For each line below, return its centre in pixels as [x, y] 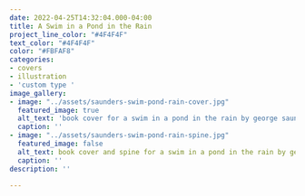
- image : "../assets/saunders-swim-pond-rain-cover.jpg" [119, 102]
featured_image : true [59, 110]
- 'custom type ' [42, 85]
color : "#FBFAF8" [42, 51]
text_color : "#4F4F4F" [52, 43]
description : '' [40, 169]
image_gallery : [38, 93]
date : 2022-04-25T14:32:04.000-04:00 [81, 18]
